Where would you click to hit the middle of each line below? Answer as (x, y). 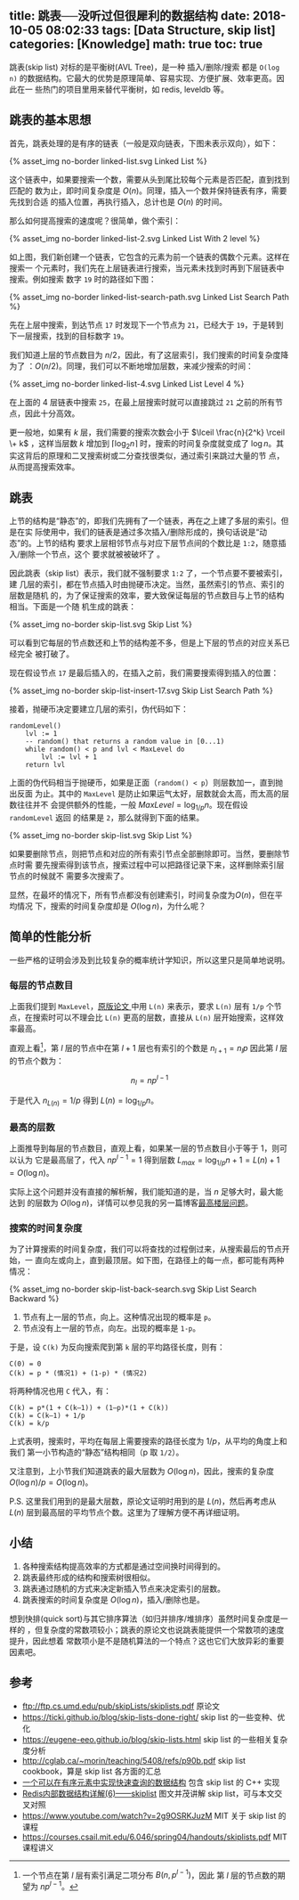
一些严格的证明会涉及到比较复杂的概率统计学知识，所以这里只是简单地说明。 (149, 959)
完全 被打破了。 (45, 654)
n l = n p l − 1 (149, 1080)
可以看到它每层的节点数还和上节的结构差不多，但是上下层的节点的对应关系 (145, 643)
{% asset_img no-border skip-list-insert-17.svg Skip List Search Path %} (141, 691)
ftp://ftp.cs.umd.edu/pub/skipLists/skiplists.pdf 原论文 (121, 1706)
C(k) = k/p (29, 1423)
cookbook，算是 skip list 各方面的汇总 (92, 1771)
